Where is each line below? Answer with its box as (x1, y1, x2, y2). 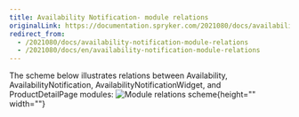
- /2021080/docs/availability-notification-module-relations (17, 37, 249, 47)
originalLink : (9, 21, 62, 30)
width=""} (9, 98, 46, 109)
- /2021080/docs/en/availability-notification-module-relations (17, 46, 261, 55)
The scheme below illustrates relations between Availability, (9, 70, 229, 81)
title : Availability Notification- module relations (9, 12, 209, 22)
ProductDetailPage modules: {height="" (9, 90, 256, 100)
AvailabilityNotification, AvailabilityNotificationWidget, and (9, 80, 222, 90)
